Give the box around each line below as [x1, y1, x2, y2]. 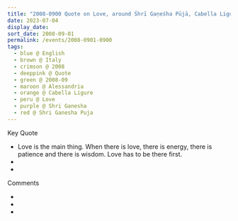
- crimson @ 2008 [13, 63, 65, 70]
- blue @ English [13, 50, 65, 57]
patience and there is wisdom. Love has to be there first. [17, 149, 183, 158]
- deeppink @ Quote [13, 69, 72, 76]
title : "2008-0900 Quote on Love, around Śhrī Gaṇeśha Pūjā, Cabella [7, 10, 217, 18]
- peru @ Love [13, 96, 55, 103]
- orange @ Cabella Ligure [13, 89, 93, 96]
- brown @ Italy [13, 57, 62, 64]
